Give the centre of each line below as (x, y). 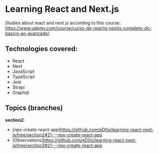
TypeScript (24, 76)
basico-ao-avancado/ (27, 33)
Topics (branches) (34, 108)
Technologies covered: (41, 49)
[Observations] (28, 140)
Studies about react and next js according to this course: (63, 23)
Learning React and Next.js (62, 9)
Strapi (18, 87)
